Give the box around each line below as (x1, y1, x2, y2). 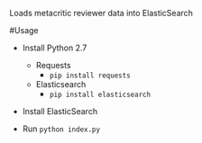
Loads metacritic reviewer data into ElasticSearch (9, 8, 194, 18)
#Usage (9, 25, 39, 35)
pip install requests (49, 71, 131, 80)
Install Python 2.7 (22, 42, 87, 53)
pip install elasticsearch (49, 90, 151, 99)
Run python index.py (22, 123, 101, 134)
